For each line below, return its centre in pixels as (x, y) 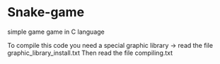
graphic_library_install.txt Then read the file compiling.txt (90, 53)
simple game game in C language (56, 32)
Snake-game (46, 12)
